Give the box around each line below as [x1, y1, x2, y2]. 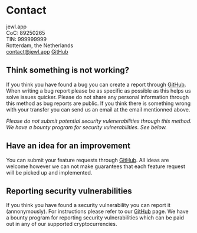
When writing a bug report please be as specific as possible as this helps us [6, 87, 191, 94]
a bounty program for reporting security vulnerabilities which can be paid [6, 214, 185, 221]
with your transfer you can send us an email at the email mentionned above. [6, 106, 191, 113]
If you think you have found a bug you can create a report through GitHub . [6, 81, 186, 88]
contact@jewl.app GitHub [6, 48, 69, 55]
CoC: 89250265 [6, 29, 45, 36]
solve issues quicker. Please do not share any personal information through [6, 93, 189, 100]
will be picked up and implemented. [6, 169, 93, 176]
